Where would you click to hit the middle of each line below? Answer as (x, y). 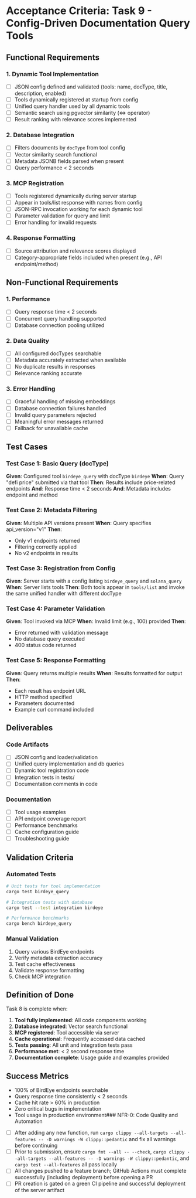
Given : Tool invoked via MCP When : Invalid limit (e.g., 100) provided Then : (96, 621)
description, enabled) (40, 93)
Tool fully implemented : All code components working (81, 1020)
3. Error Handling (31, 389)
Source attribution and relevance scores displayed (75, 251)
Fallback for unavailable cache (51, 428)
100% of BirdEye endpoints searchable (61, 1090)
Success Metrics (37, 1076)
